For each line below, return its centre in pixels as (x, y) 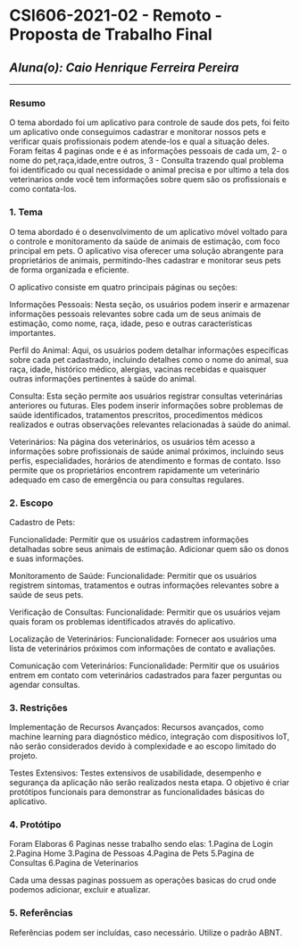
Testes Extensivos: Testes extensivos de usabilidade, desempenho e (135, 773)
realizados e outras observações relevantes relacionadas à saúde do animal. (150, 424)
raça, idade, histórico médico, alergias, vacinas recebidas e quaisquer (138, 369)
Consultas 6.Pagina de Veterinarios (74, 863)
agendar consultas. (45, 684)
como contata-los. (43, 189)
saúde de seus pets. (46, 594)
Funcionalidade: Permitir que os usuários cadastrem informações (129, 539)
